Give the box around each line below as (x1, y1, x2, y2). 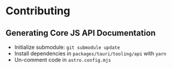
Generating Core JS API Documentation (5, 28, 156, 38)
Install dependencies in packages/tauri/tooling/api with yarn (14, 50, 167, 57)
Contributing (5, 4, 70, 18)
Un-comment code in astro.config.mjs (14, 57, 112, 63)
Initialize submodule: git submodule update (14, 43, 120, 51)
